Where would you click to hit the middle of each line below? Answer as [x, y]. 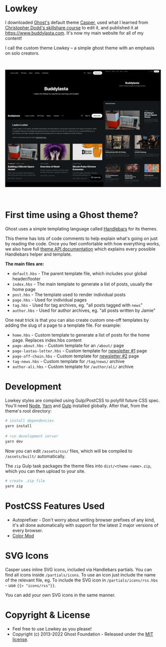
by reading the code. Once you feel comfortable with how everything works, [83, 243]
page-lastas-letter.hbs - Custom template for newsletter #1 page [80, 351]
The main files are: [25, 264]
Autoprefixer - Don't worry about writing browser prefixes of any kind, [83, 520]
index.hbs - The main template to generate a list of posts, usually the [82, 284]
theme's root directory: [28, 411]
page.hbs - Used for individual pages [49, 300]
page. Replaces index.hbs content [47, 340]
